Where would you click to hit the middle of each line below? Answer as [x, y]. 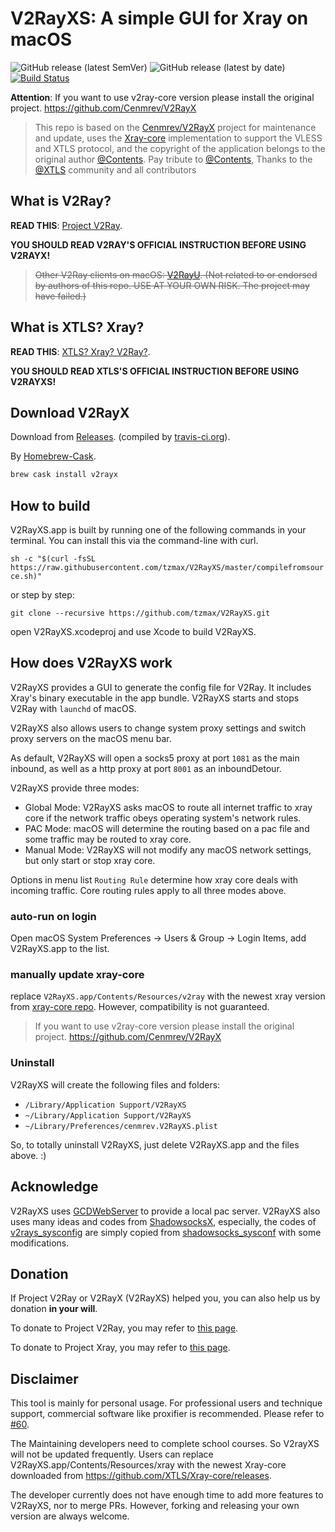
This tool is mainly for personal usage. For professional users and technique [166, 1403]
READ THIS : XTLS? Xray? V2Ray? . [80, 351]
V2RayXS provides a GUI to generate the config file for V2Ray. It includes [161, 687]
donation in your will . [54, 1309]
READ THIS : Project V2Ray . [66, 225]
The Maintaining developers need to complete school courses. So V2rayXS [165, 1444]
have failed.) [60, 296]
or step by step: [42, 595]
